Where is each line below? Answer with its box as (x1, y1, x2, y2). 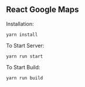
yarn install (6, 32, 38, 38)
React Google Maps (6, 5, 79, 15)
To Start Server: (6, 42, 45, 49)
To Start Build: (6, 63, 40, 71)
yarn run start (6, 53, 43, 59)
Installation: (6, 20, 34, 27)
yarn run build (6, 75, 43, 81)
